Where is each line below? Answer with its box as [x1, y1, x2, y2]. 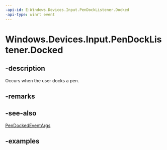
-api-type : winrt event [5, 12, 55, 17]
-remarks [5, 92, 35, 100]
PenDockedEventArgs [5, 122, 51, 128]
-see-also [5, 109, 37, 118]
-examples [5, 137, 40, 145]
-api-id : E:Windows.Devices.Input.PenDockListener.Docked [5, 7, 129, 13]
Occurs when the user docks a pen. [5, 77, 79, 83]
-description [5, 64, 45, 73]
